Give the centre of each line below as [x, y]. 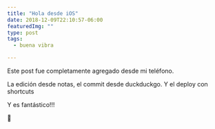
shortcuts [21, 91]
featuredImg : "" [30, 26]
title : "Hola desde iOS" [43, 13]
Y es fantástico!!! [31, 105]
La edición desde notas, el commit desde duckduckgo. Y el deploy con [107, 84]
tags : [15, 39]
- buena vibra [33, 45]
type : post [23, 33]
